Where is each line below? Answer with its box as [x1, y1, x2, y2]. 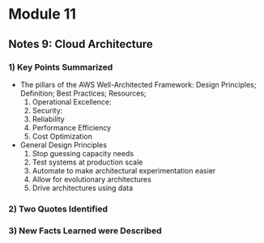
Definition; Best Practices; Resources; [19, 88, 147, 98]
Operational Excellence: [32, 96, 112, 106]
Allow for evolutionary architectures [32, 174, 151, 184]
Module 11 [8, 5, 77, 23]
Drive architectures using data [32, 183, 134, 193]
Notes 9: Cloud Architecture [8, 37, 154, 51]
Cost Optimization [32, 131, 93, 141]
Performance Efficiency [32, 122, 112, 132]
